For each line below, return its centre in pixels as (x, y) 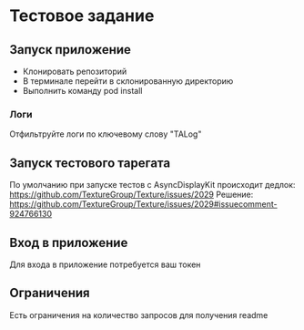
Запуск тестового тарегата (90, 163)
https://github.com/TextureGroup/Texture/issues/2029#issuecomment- (143, 204)
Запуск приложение (71, 50)
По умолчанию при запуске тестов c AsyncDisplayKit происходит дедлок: (152, 185)
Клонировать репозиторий (75, 71)
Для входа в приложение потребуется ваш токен (105, 264)
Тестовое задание (82, 16)
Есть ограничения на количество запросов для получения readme (139, 315)
